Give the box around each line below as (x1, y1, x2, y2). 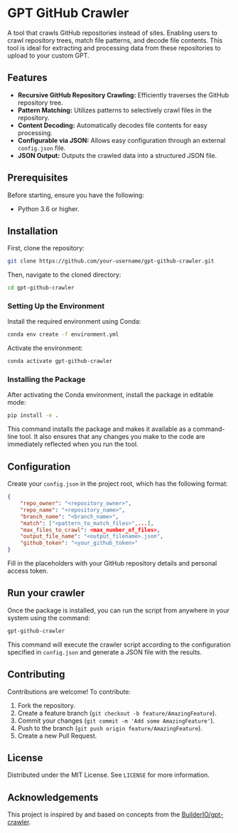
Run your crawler (7, 587, 85, 599)
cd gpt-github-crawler (7, 285, 75, 292)
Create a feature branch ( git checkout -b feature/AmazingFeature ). (17, 709, 217, 717)
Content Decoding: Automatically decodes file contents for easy (17, 121, 207, 129)
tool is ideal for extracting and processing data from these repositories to (7, 43, 222, 52)
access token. (7, 567, 48, 575)
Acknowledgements (7, 791, 99, 803)
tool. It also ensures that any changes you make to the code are (19, 433, 205, 441)
